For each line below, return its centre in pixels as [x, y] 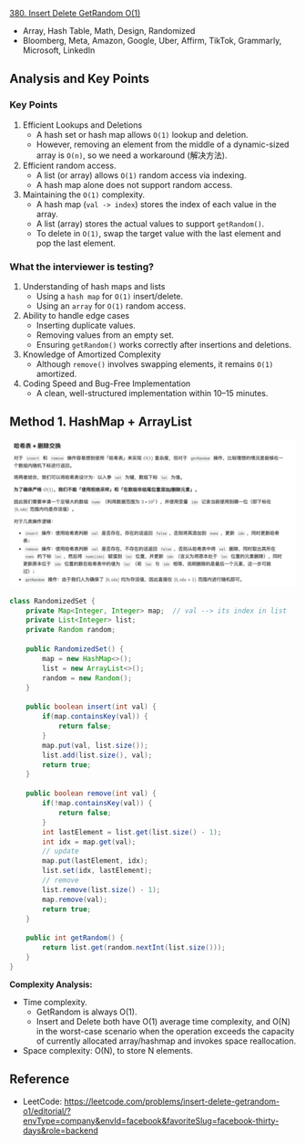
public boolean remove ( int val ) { [91, 793]
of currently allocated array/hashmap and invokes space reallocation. [166, 1041]
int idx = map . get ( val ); [89, 842]
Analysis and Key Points [80, 79]
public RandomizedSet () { [75, 649]
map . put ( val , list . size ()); [95, 745]
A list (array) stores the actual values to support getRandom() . [150, 224]
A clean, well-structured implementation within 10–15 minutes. [152, 393]
